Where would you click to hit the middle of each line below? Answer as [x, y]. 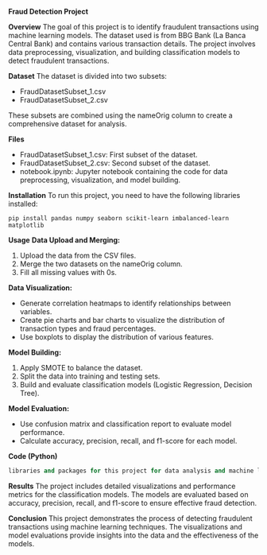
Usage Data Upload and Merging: [64, 240]
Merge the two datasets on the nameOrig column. [101, 264]
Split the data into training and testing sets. [90, 376]
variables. [36, 312]
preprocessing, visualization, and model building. [100, 180]
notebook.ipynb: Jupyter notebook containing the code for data [124, 171]
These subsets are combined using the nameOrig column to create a [120, 115]
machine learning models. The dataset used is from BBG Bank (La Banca [127, 35]
